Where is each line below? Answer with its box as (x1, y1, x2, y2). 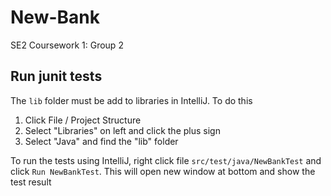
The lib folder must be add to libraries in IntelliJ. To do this (10, 94, 253, 106)
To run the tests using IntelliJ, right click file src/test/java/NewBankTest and (10, 154, 322, 166)
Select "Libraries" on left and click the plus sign (24, 124, 221, 136)
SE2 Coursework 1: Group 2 (10, 39, 124, 51)
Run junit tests (10, 68, 103, 85)
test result (10, 176, 52, 188)
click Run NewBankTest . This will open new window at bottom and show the (10, 165, 316, 177)
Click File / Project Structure (24, 114, 142, 126)
